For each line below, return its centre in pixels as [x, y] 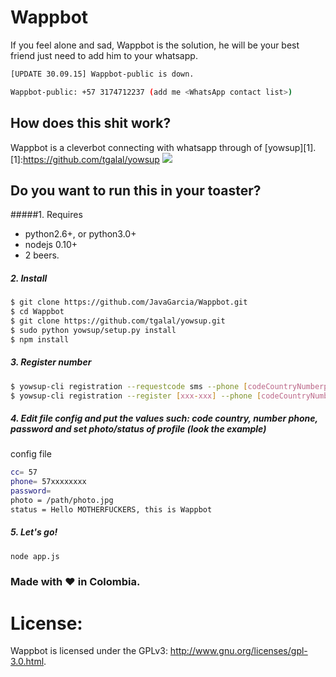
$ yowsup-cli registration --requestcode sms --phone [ [129, 386]
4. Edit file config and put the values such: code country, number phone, [164, 418]
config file [31, 454]
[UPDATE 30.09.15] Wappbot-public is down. [102, 74]
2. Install [29, 278]
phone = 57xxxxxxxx [48, 482]
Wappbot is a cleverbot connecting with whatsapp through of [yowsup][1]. [163, 147]
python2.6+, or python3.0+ [80, 234]
